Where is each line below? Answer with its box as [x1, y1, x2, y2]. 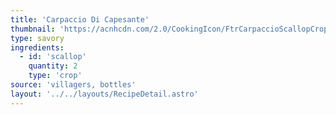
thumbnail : [10, 24, 56, 34]
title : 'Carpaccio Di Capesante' [10, 14, 150, 25]
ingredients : [10, 42, 65, 53]
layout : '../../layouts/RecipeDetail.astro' [10, 89, 199, 99]
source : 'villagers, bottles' [10, 80, 137, 90]
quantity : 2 [28, 61, 78, 71]
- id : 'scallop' [19, 52, 87, 62]
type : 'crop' [28, 71, 83, 81]
